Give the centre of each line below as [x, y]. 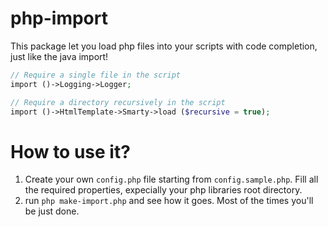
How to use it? [70, 151]
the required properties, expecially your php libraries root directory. [163, 190]
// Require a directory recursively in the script [118, 102]
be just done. [52, 211]
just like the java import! [59, 56]
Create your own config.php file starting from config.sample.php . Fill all [171, 179]
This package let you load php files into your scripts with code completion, [164, 46]
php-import [59, 18]
